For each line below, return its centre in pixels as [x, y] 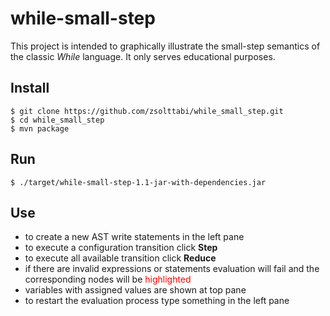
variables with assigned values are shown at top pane [135, 290]
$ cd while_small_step [57, 120]
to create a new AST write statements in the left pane [134, 237]
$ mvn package [40, 128]
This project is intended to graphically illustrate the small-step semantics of [165, 46]
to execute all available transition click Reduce [120, 258]
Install [30, 88]
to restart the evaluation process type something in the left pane [157, 301]
